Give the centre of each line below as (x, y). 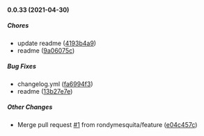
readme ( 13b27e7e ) (45, 91)
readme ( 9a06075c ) (46, 50)
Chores (18, 26)
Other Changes (30, 107)
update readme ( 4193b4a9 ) (56, 43)
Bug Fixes (22, 67)
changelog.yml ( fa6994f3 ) (55, 84)
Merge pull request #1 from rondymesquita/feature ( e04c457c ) (107, 124)
